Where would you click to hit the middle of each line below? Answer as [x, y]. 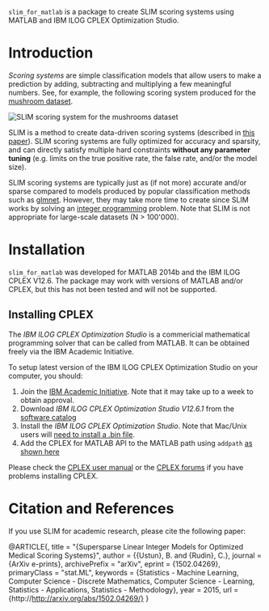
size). [17, 167]
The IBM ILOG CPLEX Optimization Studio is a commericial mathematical [129, 334]
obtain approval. [47, 400]
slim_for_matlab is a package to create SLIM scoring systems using [121, 12]
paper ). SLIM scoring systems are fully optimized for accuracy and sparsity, [134, 141]
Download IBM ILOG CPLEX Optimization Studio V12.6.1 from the [127, 409]
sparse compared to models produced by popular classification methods [129, 191]
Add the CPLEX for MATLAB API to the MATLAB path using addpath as [136, 443]
